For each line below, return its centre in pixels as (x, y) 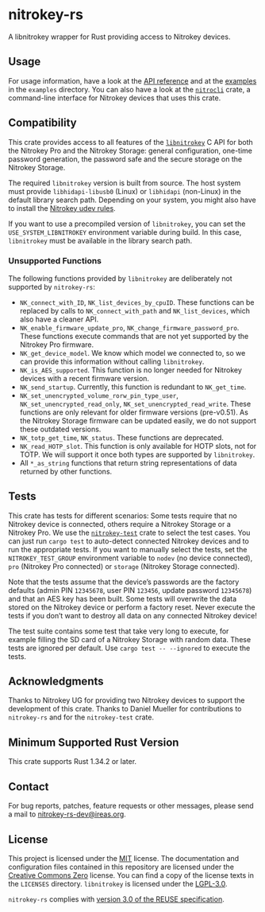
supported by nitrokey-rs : (52, 286)
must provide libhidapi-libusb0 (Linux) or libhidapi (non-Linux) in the (125, 191)
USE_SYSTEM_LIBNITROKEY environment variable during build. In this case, (125, 232)
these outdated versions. (60, 429)
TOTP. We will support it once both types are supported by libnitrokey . (137, 454)
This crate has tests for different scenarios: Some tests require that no (123, 516)
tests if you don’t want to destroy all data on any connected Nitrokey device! (133, 615)
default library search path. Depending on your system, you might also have (132, 200)
